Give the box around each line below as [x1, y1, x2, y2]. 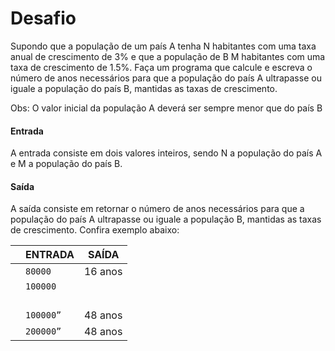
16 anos [83, 265, 123, 279]
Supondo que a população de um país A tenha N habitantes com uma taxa [10, 40, 317, 52]
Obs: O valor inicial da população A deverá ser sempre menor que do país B [10, 102, 323, 114]
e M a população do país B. [10, 158, 123, 170]
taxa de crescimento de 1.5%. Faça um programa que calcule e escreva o [10, 61, 313, 73]
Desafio [10, 7, 77, 30]
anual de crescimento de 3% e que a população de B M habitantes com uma [10, 50, 326, 62]
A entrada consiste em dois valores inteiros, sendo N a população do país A [10, 147, 323, 159]
